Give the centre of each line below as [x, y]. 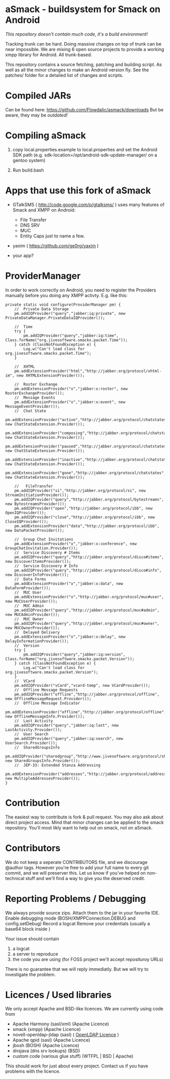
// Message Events [35, 398]
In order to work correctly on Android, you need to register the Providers [81, 290]
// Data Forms [30, 579]
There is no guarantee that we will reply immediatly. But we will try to [77, 969]
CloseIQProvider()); [27, 522]
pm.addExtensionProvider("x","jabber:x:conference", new [76, 544]
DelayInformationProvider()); [37, 641]
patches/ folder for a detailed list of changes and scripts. [65, 75]
